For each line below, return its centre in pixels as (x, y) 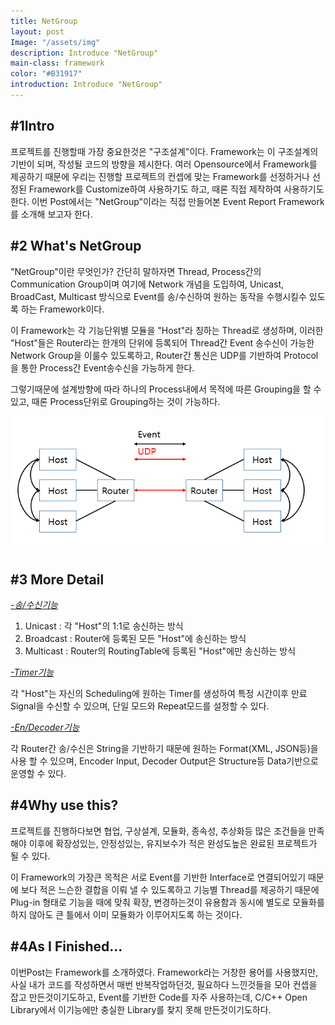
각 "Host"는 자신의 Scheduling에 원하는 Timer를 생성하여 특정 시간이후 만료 (159, 694)
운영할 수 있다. (38, 774)
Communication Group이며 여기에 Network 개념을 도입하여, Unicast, (147, 284)
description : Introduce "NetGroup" (84, 53)
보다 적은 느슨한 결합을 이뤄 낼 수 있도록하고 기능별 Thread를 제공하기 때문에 (170, 889)
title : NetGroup (44, 21)
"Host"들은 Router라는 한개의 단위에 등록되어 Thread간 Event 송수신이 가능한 (162, 342)
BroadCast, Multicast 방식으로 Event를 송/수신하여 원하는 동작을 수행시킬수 (158, 296)
